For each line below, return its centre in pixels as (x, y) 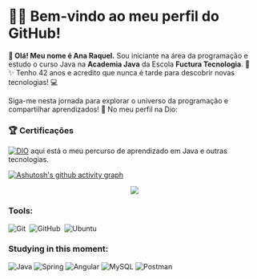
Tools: (21, 211)
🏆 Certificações (41, 130)
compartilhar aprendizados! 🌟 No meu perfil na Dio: (93, 109)
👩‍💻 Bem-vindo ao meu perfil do (114, 16)
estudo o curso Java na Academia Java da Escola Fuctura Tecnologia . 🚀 (129, 64)
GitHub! (35, 33)
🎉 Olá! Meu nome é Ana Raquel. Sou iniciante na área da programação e (128, 55)
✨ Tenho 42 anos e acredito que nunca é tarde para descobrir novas (121, 72)
